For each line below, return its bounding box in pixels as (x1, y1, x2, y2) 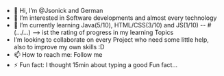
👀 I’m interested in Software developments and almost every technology (13, 14, 217, 22)
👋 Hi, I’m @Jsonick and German (13, 7, 103, 14)
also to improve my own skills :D (13, 43, 105, 51)
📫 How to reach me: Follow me (13, 51, 103, 58)
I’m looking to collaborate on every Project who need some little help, (13, 36, 209, 44)
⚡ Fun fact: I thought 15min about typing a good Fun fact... (13, 61, 178, 68)
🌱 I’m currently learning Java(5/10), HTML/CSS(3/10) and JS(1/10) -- (13, 21, 206, 29)
